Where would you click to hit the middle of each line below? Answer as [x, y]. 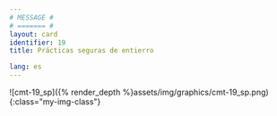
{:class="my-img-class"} [55, 102]
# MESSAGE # [31, 17]
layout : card [34, 34]
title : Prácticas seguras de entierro [82, 51]
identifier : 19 [38, 42]
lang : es [26, 67]
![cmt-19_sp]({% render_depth [65, 92]
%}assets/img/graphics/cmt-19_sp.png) [195, 92]
